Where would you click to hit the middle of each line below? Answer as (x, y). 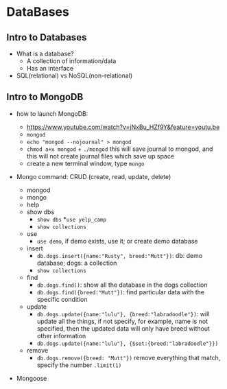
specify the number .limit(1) (79, 365)
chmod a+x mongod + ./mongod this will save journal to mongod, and (120, 149)
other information (61, 335)
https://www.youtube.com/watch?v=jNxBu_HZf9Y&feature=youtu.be (123, 127)
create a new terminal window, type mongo (85, 163)
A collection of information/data (71, 61)
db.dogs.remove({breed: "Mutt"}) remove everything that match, (129, 357)
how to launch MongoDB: (52, 113)
